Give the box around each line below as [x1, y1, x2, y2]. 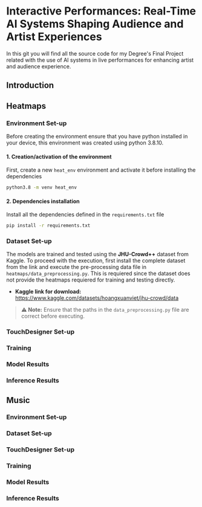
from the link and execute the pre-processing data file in [6, 263, 147, 271]
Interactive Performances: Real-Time [6, 4, 197, 18]
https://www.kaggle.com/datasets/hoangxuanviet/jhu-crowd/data [15, 294, 179, 302]
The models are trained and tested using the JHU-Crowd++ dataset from [6, 251, 189, 258]
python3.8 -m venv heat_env [6, 184, 77, 191]
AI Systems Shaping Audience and [6, 17, 184, 31]
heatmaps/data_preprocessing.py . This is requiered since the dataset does [6, 270, 191, 277]
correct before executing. [21, 312, 85, 320]
